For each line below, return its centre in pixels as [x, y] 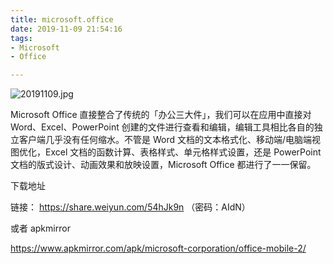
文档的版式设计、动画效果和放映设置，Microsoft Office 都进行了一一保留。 [163, 165]
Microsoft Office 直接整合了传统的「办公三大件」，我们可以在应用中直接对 [161, 115]
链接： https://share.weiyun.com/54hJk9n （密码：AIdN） [130, 207]
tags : [21, 38]
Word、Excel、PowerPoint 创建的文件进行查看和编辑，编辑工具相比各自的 [162, 127]
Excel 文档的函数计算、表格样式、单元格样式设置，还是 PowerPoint [183, 152]
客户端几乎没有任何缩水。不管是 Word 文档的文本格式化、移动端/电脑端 [165, 140]
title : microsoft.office [62, 19]
